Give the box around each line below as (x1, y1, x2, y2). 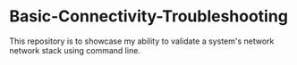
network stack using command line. (9, 45, 141, 55)
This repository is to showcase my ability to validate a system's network (9, 36, 275, 46)
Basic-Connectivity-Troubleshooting (9, 6, 289, 27)
